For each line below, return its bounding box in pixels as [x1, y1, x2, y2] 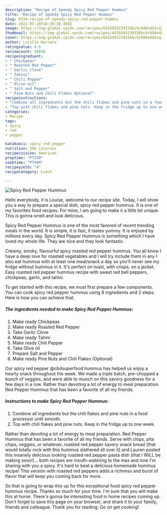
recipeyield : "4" [5, 165, 41, 170]
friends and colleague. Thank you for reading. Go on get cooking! [5, 504, 139, 510]
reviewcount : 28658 [5, 49, 46, 54]
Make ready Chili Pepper [12, 340, 63, 346]
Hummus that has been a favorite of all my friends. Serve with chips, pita [5, 436, 154, 442]
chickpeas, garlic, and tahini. [5, 275, 64, 281]
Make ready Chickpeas [12, 319, 60, 325]
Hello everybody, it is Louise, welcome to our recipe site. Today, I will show [5, 197, 159, 203]
